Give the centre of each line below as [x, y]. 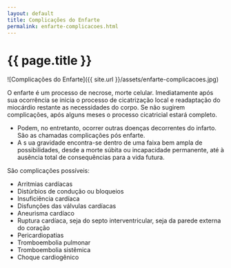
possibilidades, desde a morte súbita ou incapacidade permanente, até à [120, 150]
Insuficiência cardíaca [48, 199]
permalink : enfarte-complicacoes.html [63, 26]
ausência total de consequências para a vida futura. [91, 157]
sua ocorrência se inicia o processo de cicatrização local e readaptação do [114, 100]
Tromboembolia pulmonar [54, 243]
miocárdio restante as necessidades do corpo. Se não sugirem [96, 107]
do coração [33, 228]
